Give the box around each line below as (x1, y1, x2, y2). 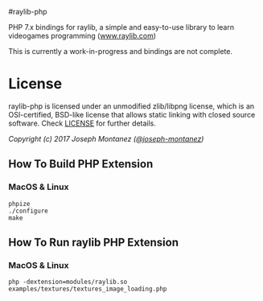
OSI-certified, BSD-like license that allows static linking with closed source (8, 109, 256, 119)
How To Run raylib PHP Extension (8, 236, 179, 249)
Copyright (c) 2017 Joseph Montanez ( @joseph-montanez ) (8, 134, 204, 143)
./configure (8, 207, 48, 215)
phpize (8, 200, 31, 208)
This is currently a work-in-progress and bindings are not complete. (8, 47, 233, 56)
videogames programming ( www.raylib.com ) (8, 31, 157, 40)
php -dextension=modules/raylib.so (8, 278, 128, 287)
